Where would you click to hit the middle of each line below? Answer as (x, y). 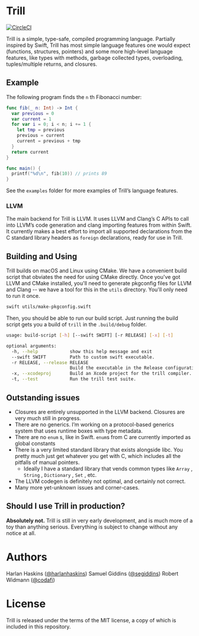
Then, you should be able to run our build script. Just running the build (92, 318)
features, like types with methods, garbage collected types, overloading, (95, 58)
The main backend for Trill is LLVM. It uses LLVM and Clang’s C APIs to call (98, 219)
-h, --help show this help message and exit (82, 351)
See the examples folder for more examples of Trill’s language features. (92, 190)
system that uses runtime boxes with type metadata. (79, 431)
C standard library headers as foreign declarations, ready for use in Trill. (95, 238)
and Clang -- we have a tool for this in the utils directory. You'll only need (97, 290)
